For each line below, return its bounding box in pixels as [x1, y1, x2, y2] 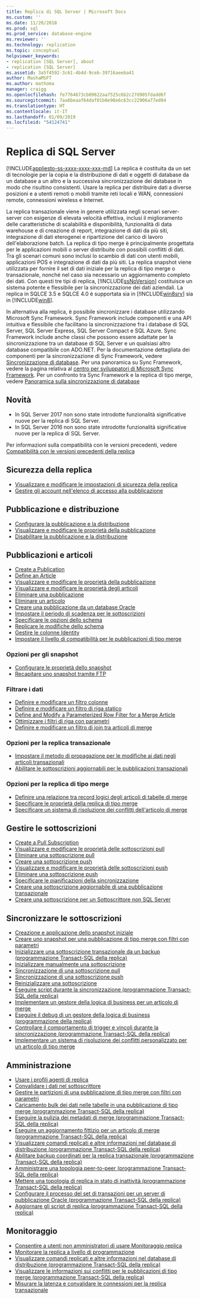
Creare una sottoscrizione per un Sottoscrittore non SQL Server [14, 896, 171, 903]
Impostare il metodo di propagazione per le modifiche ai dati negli [14, 752, 176, 759]
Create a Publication [14, 566, 65, 573]
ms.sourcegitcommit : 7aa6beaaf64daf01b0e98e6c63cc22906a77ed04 [6, 97, 167, 103]
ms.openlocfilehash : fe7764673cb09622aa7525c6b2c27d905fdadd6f [6, 92, 167, 98]
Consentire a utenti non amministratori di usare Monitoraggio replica [14, 1242, 183, 1249]
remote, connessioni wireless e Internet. [6, 197, 105, 204]
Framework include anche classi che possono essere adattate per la [6, 334, 174, 341]
